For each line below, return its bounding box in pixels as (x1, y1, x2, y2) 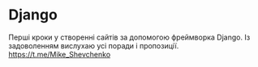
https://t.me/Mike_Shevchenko (8, 49, 111, 59)
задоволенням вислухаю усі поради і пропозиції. (8, 40, 179, 50)
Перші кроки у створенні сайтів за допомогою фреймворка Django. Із (8, 32, 251, 42)
